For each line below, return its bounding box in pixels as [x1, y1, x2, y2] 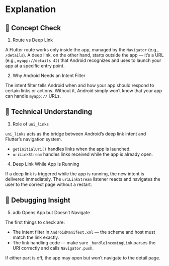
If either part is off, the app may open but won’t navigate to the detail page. [5, 254, 160, 260]
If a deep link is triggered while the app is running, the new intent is [5, 170, 144, 177]
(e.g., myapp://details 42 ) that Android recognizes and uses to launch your [5, 57, 161, 63]
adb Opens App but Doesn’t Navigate [12, 209, 90, 215]
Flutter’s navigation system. [5, 136, 62, 142]
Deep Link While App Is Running [12, 161, 79, 167]
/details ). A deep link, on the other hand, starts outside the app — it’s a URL [5, 52, 164, 58]
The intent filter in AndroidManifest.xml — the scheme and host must [12, 229, 155, 235]
